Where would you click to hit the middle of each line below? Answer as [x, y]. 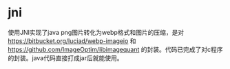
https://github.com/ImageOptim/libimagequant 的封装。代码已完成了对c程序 [115, 49]
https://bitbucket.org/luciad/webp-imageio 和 [72, 41]
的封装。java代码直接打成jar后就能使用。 [65, 58]
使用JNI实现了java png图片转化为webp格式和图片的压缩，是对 [96, 32]
